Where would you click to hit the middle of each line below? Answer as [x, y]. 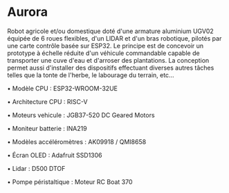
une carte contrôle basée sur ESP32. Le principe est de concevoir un [106, 45]
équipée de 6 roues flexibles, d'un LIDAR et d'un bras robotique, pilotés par [114, 38]
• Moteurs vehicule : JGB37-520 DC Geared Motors [81, 115]
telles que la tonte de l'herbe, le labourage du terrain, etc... [91, 75]
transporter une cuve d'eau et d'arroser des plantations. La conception [108, 60]
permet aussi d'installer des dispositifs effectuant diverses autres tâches [111, 68]
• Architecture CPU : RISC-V [47, 101]
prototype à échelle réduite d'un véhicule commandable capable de [103, 53]
